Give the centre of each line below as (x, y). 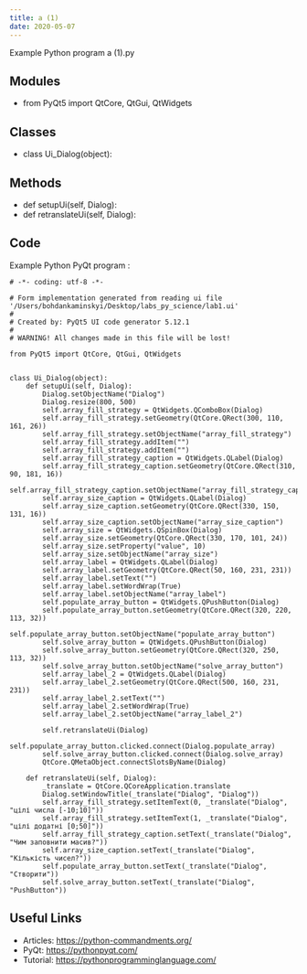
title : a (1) (34, 18)
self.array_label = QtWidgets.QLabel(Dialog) (131, 562)
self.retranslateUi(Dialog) (95, 730)
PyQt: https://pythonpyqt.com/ (80, 950)
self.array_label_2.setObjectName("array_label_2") (143, 714)
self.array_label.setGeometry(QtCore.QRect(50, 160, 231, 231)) (167, 570)
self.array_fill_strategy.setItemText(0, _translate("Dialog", (165, 802)
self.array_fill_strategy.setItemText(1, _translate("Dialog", (165, 818)
